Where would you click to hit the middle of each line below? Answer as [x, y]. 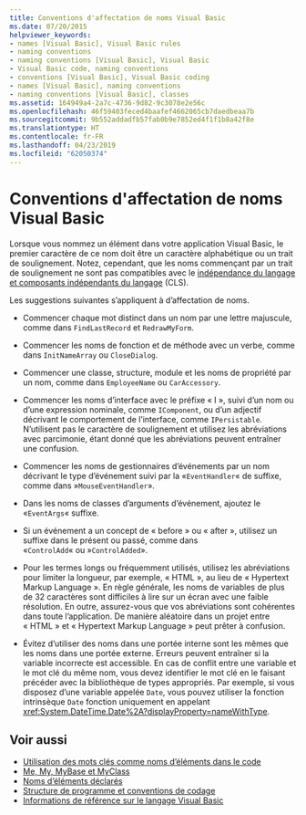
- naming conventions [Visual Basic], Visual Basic [109, 60]
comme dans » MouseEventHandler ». [88, 486]
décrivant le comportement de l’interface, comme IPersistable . [142, 419]
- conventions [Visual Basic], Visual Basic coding [109, 78]
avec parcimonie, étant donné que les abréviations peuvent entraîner [152, 438]
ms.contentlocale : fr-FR [56, 137]
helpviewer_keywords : [51, 35]
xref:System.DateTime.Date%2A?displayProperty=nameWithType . [146, 711]
